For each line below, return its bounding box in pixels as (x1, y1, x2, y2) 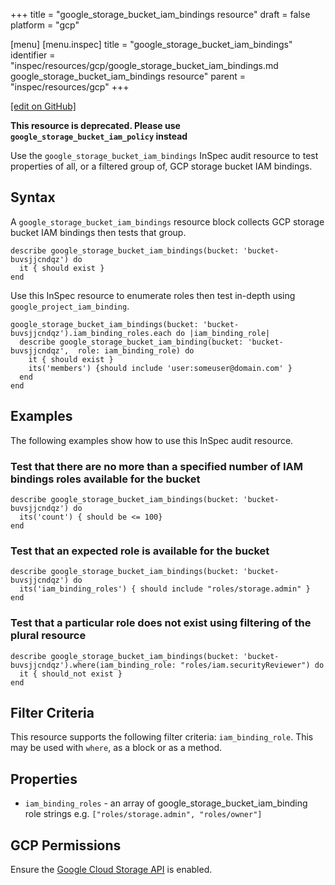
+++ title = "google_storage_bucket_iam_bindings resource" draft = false (10, 9, 311, 20)
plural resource (10, 629, 87, 643)
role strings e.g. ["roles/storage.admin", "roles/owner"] (24, 808, 263, 820)
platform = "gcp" (10, 19, 80, 31)
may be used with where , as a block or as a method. (10, 742, 222, 754)
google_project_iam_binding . (10, 300, 130, 312)
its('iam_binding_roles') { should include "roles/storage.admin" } (19, 584, 311, 594)
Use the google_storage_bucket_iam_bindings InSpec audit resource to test (10, 150, 319, 161)
